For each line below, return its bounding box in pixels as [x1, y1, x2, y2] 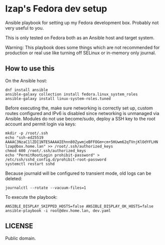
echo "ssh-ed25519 [5, 135, 44, 140]
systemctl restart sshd [5, 161, 55, 166]
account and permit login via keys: [5, 121, 76, 127]
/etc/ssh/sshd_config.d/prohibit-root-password [5, 157, 107, 162]
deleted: [5, 175, 23, 181]
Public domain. [5, 235, 36, 241]
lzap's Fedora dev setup [5, 3, 107, 15]
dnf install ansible [5, 87, 49, 92]
